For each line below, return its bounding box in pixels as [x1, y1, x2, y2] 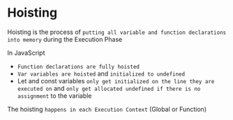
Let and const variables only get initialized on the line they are [17, 76, 215, 85]
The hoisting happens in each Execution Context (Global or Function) [7, 105, 207, 113]
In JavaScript [7, 49, 45, 57]
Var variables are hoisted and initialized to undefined [17, 69, 186, 78]
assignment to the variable [17, 92, 92, 100]
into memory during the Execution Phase [7, 35, 123, 43]
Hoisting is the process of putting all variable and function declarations [7, 28, 227, 36]
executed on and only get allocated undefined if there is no [17, 84, 201, 92]
